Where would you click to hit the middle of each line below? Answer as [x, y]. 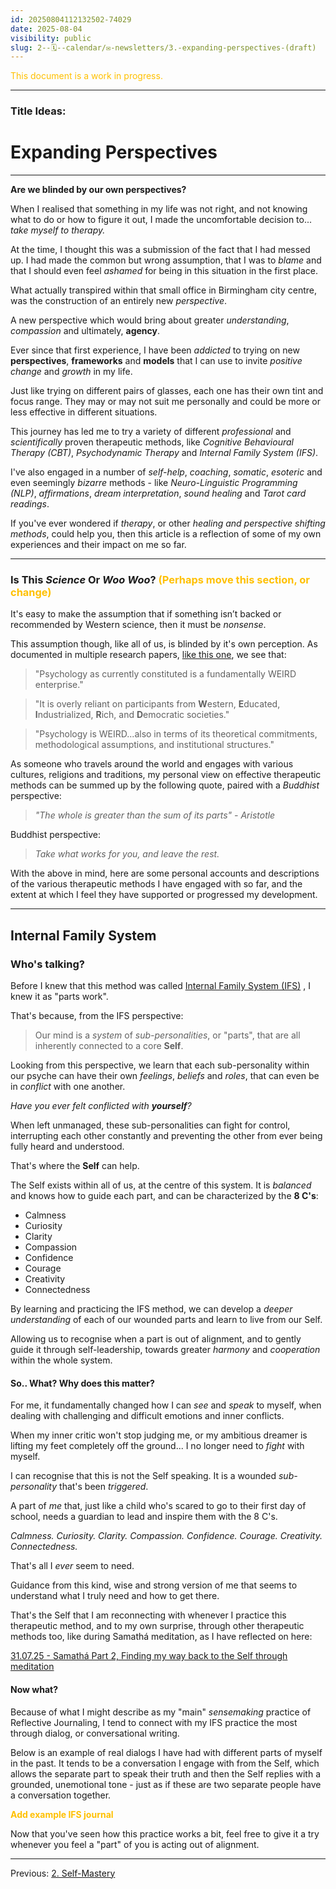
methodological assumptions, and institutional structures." [154, 745]
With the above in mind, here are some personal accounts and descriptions [165, 873]
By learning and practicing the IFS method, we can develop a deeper [151, 1309]
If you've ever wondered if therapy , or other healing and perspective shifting [168, 523]
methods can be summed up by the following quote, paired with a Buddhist [165, 785]
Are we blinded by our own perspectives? [98, 190]
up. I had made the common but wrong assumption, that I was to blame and [166, 260]
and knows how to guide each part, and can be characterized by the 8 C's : [164, 1196]
